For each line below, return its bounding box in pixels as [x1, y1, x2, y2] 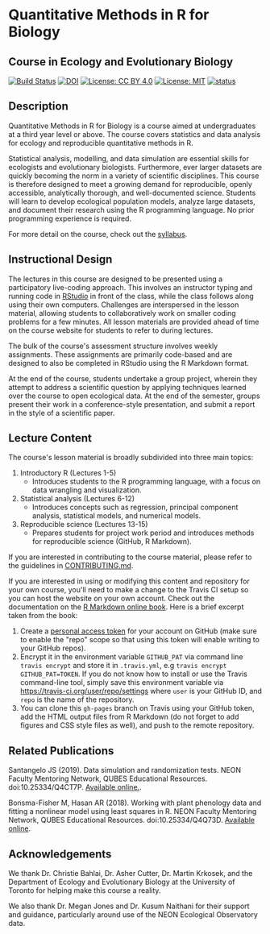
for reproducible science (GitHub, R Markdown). [31, 537, 192, 546]
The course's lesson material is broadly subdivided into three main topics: [8, 453, 254, 463]
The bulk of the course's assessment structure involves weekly [8, 341, 218, 351]
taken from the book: [8, 611, 78, 621]
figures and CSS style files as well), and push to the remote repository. [19, 720, 255, 730]
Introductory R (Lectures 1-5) [19, 468, 117, 478]
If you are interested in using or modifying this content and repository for [8, 576, 250, 586]
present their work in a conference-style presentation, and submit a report [8, 399, 255, 409]
